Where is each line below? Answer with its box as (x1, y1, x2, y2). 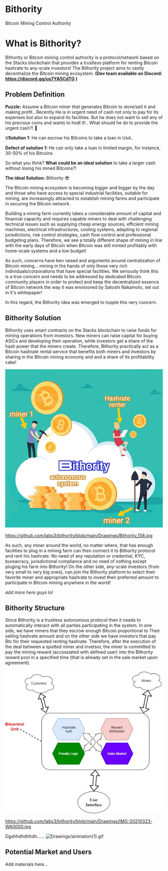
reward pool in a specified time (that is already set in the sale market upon (5, 655, 158, 661)
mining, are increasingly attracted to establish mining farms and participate (5, 195, 160, 201)
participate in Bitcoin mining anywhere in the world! (5, 579, 111, 586)
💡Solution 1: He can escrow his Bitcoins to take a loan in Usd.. (5, 135, 133, 141)
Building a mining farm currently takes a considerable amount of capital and (5, 210, 161, 216)
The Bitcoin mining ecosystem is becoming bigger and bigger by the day (5, 184, 155, 190)
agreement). (5, 660, 31, 666)
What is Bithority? (5, 38, 81, 49)
